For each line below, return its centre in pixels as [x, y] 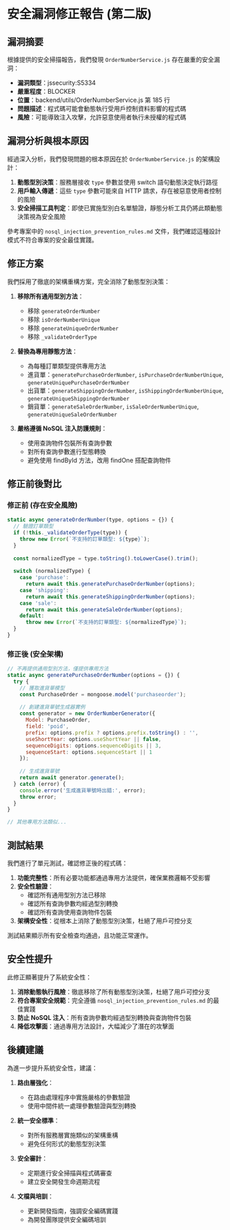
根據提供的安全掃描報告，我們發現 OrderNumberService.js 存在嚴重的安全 [111, 60]
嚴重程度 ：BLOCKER [46, 91]
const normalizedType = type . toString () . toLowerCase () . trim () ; [106, 559]
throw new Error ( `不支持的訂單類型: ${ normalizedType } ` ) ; [106, 623]
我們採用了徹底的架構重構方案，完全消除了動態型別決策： [88, 281]
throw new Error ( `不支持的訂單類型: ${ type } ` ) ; [85, 539]
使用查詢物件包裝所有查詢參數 [70, 443]
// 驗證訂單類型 [33, 527]
